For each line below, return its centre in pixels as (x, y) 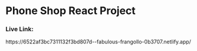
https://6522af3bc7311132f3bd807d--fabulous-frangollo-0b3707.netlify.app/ (98, 42)
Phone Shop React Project (71, 11)
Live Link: (19, 29)
